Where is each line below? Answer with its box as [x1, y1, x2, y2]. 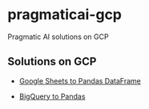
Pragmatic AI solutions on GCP [7, 32, 109, 41]
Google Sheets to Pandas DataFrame [18, 76, 141, 85]
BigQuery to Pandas [18, 91, 86, 101]
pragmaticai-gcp [7, 6, 122, 24]
